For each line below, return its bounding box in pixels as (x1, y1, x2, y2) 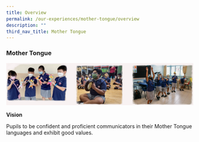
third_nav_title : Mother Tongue (6, 29, 86, 35)
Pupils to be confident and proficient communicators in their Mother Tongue (6, 122, 192, 129)
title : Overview (6, 10, 46, 16)
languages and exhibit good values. (6, 129, 93, 136)
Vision (6, 111, 23, 118)
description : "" (6, 22, 46, 28)
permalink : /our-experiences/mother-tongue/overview (6, 16, 140, 22)
